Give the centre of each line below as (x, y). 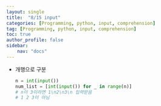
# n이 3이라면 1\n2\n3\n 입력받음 (53, 92)
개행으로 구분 (31, 69)
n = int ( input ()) (37, 81)
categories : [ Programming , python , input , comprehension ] (81, 23)
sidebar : (17, 46)
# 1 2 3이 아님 (32, 98)
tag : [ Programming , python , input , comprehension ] (71, 29)
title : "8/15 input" (34, 18)
